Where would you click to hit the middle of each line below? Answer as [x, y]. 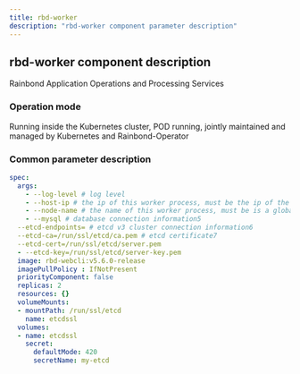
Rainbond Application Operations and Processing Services [117, 84]
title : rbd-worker [43, 17]
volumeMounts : [43, 302]
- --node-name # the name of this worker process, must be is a [147, 211]
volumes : [33, 327]
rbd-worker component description [110, 62]
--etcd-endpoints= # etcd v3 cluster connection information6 [135, 228]
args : [28, 186]
